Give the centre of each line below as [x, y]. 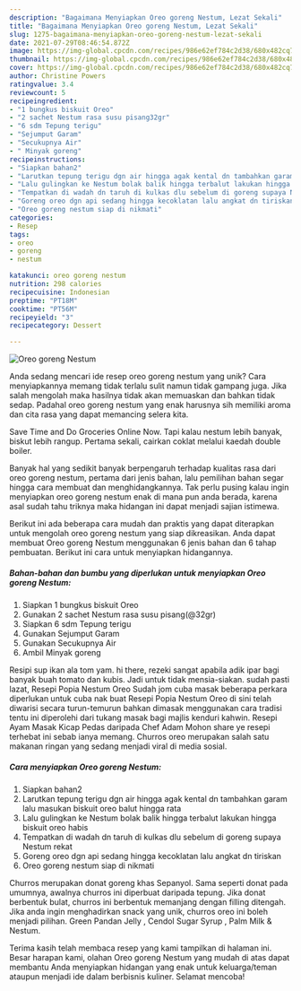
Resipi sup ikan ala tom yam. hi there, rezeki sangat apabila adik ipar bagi [144, 670]
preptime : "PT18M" [43, 300]
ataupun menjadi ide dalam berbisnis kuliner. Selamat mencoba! [127, 977]
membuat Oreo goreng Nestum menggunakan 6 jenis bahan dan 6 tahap [143, 543]
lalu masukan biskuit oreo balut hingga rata [102, 809]
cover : [21, 68]
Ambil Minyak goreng [61, 653]
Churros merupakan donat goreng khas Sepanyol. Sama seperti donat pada [149, 883]
